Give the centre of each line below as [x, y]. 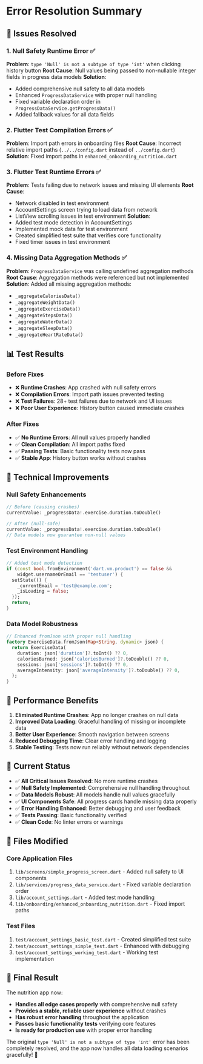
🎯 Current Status [38, 766]
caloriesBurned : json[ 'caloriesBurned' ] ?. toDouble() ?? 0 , [93, 659]
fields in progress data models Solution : [56, 76]
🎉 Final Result [32, 978]
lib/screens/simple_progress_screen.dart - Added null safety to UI [99, 872]
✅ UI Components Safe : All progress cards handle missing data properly [106, 801]
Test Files [21, 926]
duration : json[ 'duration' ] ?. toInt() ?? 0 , [73, 653]
